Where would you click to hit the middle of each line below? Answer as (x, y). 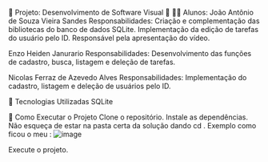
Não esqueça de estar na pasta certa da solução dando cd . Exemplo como (132, 126)
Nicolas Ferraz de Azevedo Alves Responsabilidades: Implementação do (128, 77)
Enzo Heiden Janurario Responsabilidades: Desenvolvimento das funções (130, 53)
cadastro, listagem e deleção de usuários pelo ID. (90, 86)
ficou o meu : (30, 134)
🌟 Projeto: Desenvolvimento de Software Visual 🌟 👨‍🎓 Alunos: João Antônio (131, 12)
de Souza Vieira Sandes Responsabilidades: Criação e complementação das (134, 21)
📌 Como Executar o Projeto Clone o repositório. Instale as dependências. (128, 117)
